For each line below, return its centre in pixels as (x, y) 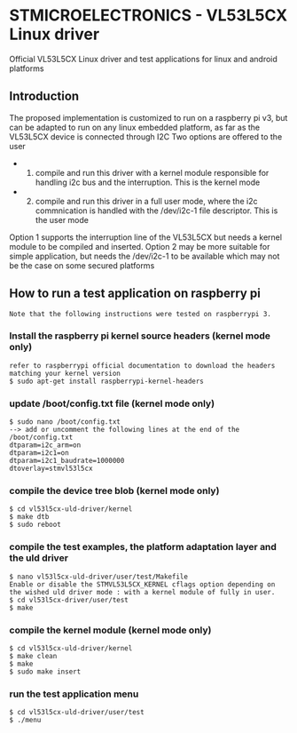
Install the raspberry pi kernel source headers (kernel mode (140, 336)
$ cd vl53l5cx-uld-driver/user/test (77, 713)
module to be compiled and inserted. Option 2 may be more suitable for (140, 246)
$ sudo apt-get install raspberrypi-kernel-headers (106, 381)
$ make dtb (29, 517)
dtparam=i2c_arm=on (45, 445)
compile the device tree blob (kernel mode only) (114, 491)
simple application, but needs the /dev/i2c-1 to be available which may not (145, 256)
